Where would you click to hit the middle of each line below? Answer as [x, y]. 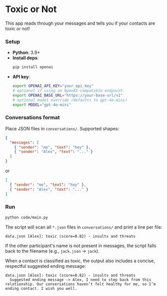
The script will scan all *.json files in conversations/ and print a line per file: [84, 227]
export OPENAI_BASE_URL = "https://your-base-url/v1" [67, 95]
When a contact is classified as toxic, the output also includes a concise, [80, 261]
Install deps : [26, 58]
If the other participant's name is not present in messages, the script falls [81, 246]
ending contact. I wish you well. [41, 288]
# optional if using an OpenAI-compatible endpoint [67, 91]
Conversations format [33, 118]
